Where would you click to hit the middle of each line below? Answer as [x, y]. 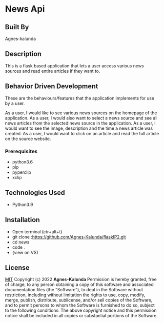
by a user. [15, 103]
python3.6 [22, 161]
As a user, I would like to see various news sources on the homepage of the [81, 113]
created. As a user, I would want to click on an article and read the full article [82, 133]
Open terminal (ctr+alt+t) [37, 232]
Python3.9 [22, 204]
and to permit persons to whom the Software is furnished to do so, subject [80, 305]
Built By [17, 27]
